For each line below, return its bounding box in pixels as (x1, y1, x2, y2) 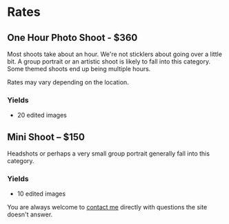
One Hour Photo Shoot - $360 (7, 32, 138, 44)
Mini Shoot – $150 (7, 131, 85, 142)
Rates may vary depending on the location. (7, 78, 129, 86)
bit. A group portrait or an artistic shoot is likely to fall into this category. (7, 57, 211, 66)
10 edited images (17, 189, 66, 198)
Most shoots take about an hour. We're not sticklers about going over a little (7, 50, 223, 58)
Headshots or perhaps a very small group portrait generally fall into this (7, 149, 210, 158)
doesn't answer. (7, 210, 53, 218)
